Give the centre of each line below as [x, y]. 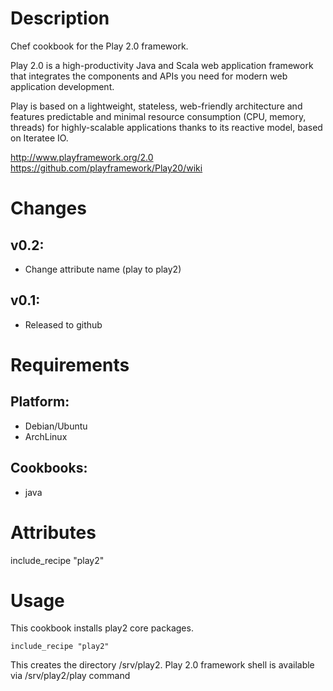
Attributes [53, 532]
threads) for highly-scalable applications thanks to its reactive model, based [166, 127]
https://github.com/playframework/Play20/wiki [106, 168]
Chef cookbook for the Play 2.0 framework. [99, 46]
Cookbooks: [49, 468]
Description [60, 18]
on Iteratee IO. [39, 138]
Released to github [63, 324]
